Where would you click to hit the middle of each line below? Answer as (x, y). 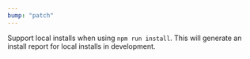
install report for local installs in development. (81, 46)
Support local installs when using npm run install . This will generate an (125, 38)
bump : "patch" (31, 15)
